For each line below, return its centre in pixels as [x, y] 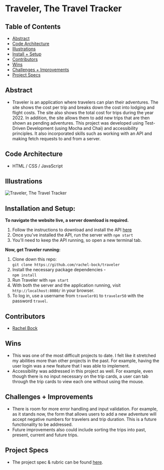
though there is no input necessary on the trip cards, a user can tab [80, 376]
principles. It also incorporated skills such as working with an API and [82, 133]
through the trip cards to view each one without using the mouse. [78, 381]
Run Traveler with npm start [40, 280]
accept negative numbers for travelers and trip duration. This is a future [84, 419]
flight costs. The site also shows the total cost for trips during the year [83, 112]
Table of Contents [33, 27]
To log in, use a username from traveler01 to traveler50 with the [78, 296]
